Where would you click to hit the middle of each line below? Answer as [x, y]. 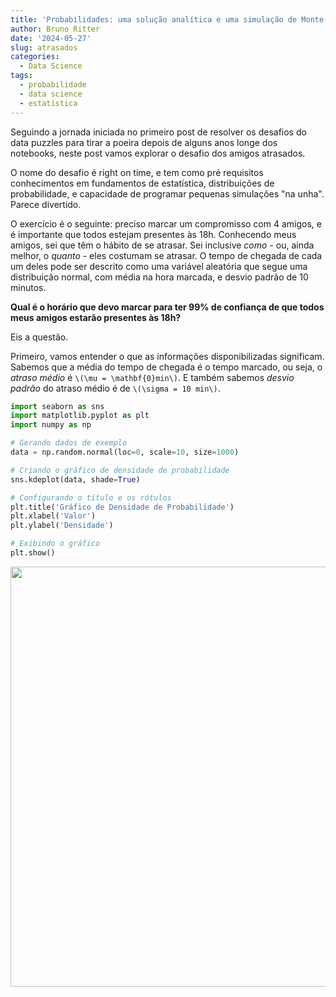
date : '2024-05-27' [51, 38]
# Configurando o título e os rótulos [91, 497]
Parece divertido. [46, 204]
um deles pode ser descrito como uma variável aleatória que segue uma [159, 266]
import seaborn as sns [57, 406]
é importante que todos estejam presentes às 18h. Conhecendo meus [153, 234]
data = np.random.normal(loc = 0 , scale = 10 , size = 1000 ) [125, 452]
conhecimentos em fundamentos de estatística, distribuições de [142, 183]
